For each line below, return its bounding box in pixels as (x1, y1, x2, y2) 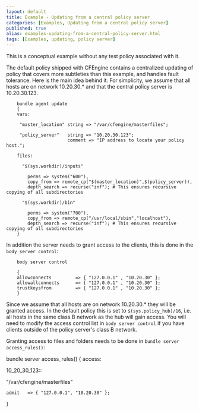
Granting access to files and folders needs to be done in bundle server (6, 338, 180, 345)
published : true (6, 25, 46, 31)
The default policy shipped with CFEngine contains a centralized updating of (6, 64, 194, 71)
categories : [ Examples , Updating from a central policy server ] (6, 20, 169, 26)
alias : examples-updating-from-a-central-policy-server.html (6, 31, 161, 37)
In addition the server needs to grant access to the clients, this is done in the (6, 241, 194, 248)
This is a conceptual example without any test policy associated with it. (6, 53, 180, 59)
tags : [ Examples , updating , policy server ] (6, 36, 116, 42)
